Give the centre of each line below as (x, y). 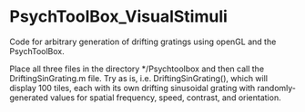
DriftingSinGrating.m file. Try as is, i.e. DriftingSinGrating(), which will (139, 78)
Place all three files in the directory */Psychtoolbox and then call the (137, 69)
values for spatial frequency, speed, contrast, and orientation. (165, 98)
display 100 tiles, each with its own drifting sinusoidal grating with (132, 88)
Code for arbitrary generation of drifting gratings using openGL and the (143, 42)
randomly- (277, 88)
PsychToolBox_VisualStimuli (118, 17)
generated (29, 98)
